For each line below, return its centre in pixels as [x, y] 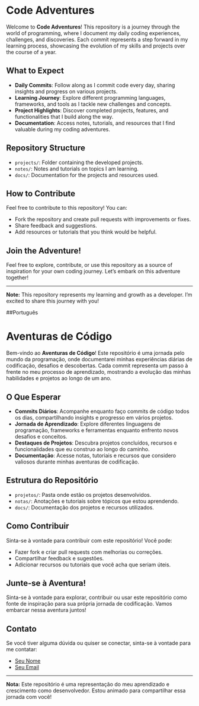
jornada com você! [29, 697]
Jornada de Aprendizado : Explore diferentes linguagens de [88, 424]
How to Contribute [41, 193]
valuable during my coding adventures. [62, 129]
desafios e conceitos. [41, 436]
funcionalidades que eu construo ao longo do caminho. [82, 449]
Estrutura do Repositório [52, 480]
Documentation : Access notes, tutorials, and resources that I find [95, 123]
